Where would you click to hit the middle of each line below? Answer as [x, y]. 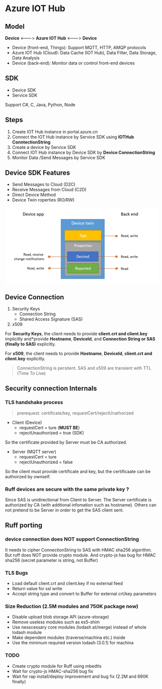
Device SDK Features [38, 173]
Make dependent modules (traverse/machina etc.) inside [69, 637]
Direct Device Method [34, 195]
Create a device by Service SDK [44, 147]
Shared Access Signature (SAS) [51, 319]
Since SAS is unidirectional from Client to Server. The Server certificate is [78, 500]
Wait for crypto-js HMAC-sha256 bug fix [53, 671]
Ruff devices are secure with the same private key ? [67, 489]
